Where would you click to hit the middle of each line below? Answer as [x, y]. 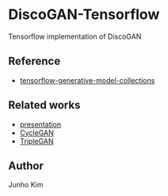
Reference [34, 61]
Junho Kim [26, 185]
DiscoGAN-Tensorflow [84, 15]
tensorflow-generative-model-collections [87, 80]
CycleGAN [36, 133]
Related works [44, 106]
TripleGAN [36, 141]
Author [26, 166]
